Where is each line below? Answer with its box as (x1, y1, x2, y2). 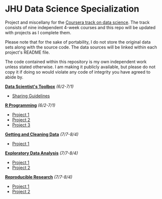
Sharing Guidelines (12, 93, 50, 99)
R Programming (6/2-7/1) (5, 102, 56, 108)
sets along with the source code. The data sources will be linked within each (5, 44, 157, 50)
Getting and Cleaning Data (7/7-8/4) (5, 131, 79, 137)
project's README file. (5, 49, 50, 55)
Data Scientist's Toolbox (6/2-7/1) (5, 83, 74, 89)
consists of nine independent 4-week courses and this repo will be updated (5, 24, 156, 30)
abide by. (5, 74, 24, 80)
